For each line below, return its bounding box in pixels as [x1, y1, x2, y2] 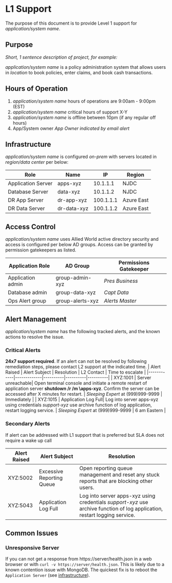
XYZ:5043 [8, 501, 33, 509]
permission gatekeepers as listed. [5, 247, 77, 253]
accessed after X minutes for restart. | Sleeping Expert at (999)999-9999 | [5, 391, 163, 397]
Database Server [8, 188, 49, 196]
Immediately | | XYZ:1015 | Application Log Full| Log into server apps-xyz [5, 396, 159, 403]
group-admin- [55, 274, 92, 281]
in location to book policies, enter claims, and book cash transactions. [5, 69, 153, 75]
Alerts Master [104, 297, 137, 304]
